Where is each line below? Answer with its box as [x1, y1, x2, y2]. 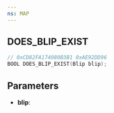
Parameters [7, 80, 59, 92]
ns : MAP [7, 10, 30, 17]
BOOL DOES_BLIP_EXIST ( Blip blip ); [7, 60, 108, 68]
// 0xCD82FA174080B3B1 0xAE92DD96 [7, 54, 108, 61]
